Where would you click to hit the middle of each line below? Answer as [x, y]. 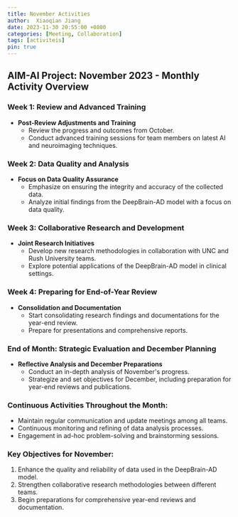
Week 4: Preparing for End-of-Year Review [82, 292]
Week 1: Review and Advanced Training [77, 107]
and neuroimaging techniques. [73, 145]
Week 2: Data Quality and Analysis [68, 164]
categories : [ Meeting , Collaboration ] [65, 34]
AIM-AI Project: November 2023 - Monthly [104, 76]
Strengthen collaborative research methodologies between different [117, 485]
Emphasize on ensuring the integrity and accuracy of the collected [126, 186]
